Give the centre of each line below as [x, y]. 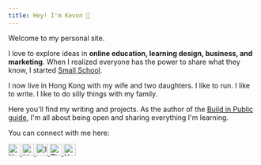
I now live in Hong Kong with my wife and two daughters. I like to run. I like [129, 85]
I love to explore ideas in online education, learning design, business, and [130, 53]
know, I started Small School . [55, 70]
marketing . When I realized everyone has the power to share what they [125, 62]
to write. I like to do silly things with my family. [83, 94]
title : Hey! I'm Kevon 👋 [49, 15]
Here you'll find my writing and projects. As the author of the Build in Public [131, 109]
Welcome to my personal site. [57, 38]
